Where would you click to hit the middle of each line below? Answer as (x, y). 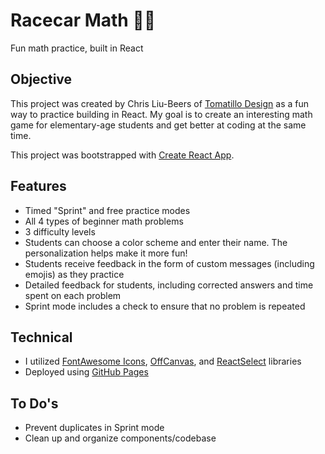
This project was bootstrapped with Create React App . (122, 155)
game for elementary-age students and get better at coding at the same (158, 125)
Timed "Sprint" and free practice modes (107, 210)
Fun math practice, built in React (77, 48)
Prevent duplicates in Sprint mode (94, 428)
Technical (41, 337)
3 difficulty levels (60, 231)
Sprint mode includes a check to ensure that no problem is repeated (165, 306)
